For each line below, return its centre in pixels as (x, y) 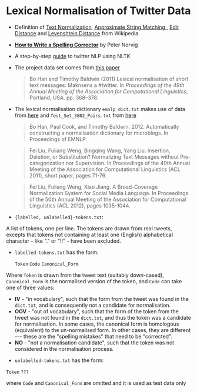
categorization (47, 163)
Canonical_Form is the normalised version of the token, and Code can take (94, 281)
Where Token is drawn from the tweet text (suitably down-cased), (85, 275)
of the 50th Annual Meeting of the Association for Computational (108, 199)
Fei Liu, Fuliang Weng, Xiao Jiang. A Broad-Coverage (94, 187)
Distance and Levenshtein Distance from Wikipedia (76, 33)
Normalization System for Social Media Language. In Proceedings (109, 193)
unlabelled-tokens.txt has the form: (59, 360)
